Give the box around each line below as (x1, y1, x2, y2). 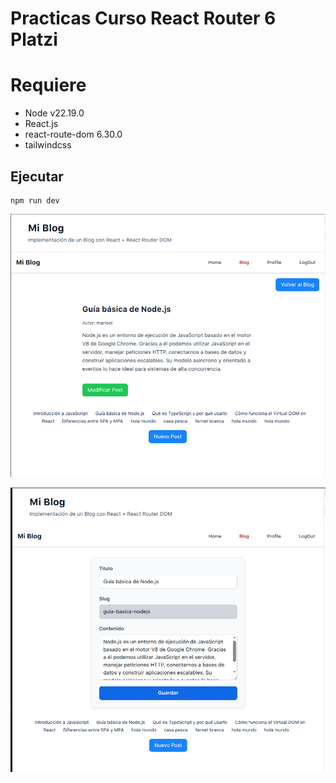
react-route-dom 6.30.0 (24, 128, 123, 141)
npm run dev (10, 195, 60, 206)
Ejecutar (10, 168, 64, 185)
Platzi (10, 28, 58, 51)
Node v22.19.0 (24, 107, 85, 119)
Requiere (10, 74, 87, 97)
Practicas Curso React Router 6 (10, 7, 277, 30)
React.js (24, 118, 59, 130)
